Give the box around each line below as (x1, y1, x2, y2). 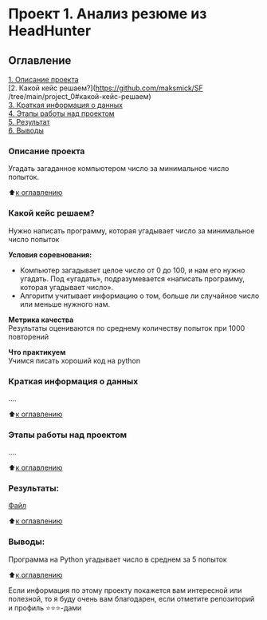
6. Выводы (8, 125, 44, 135)
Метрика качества (8, 315, 74, 324)
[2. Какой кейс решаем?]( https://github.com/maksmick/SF (8, 83, 203, 93)
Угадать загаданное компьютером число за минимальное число (8, 164, 230, 173)
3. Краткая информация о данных (8, 101, 124, 109)
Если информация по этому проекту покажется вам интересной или (8, 585, 242, 595)
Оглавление (8, 54, 72, 67)
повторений (8, 332, 49, 341)
